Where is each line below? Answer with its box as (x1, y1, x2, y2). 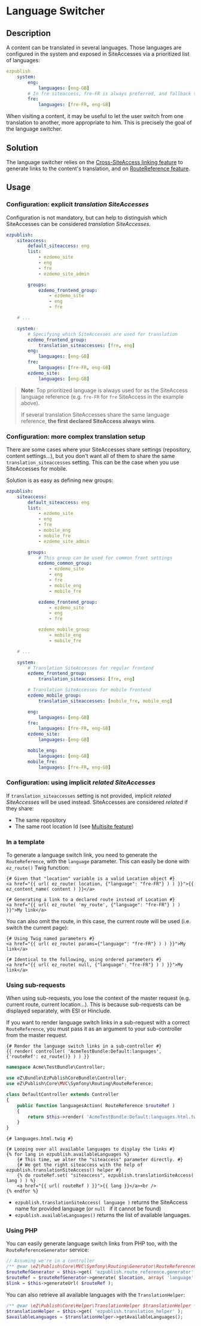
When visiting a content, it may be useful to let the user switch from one (6, 113, 184, 120)
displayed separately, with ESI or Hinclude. (6, 1007, 112, 1014)
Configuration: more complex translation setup (6, 432, 145, 441)
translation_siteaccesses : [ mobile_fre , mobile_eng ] (38, 698, 172, 704)
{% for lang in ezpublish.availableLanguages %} (6, 1152, 130, 1158)
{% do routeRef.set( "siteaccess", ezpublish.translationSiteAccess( (17, 1173, 194, 1179)
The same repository (14, 816, 66, 824)
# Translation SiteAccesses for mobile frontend (28, 687, 151, 693)
